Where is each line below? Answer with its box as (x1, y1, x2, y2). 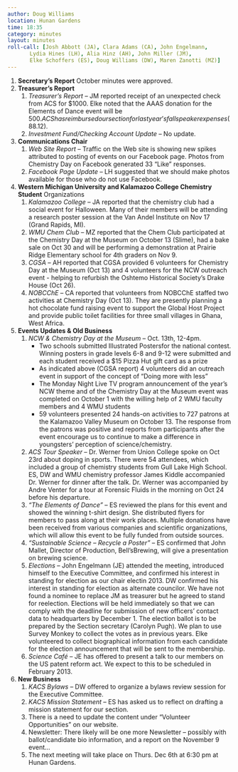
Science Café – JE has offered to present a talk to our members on (28, 652, 224, 660)
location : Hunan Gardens (7, 17, 81, 24)
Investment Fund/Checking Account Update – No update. (28, 129, 197, 138)
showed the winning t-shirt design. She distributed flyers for (28, 508, 205, 517)
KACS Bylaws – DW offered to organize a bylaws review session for (28, 682, 226, 691)
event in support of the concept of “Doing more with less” (38, 371, 208, 380)
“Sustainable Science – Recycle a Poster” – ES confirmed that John (28, 538, 226, 547)
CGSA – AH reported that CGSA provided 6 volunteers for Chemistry (28, 258, 229, 267)
